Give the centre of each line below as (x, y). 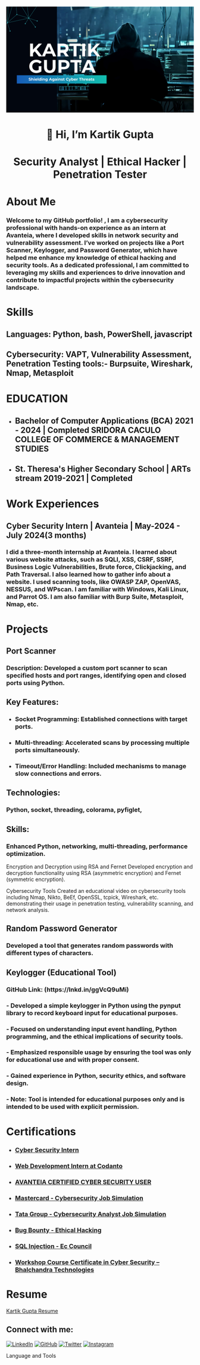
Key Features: (32, 702)
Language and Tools (31, 1355)
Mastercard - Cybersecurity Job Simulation (79, 1198)
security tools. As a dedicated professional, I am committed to (98, 265)
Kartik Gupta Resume (32, 1311)
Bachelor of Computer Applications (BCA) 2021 (104, 420)
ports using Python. (36, 683)
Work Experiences (53, 504)
